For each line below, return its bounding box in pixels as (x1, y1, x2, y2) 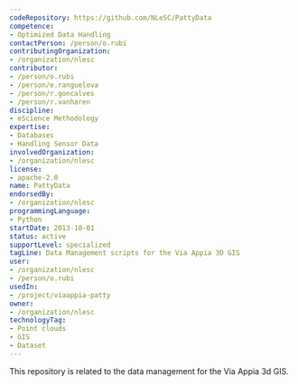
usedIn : (9, 282, 39, 291)
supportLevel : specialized (9, 240, 111, 249)
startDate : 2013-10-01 (9, 223, 95, 232)
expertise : (9, 123, 51, 132)
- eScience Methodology (9, 114, 99, 123)
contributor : (9, 64, 59, 73)
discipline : (9, 106, 54, 115)
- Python (9, 214, 42, 224)
